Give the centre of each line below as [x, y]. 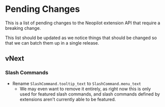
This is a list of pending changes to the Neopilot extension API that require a [83, 23]
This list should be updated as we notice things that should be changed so [81, 38]
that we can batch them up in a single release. [52, 43]
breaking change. [23, 28]
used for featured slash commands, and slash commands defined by [90, 94]
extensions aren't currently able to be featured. [68, 99]
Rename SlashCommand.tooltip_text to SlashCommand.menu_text [77, 83]
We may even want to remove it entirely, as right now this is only [85, 89]
